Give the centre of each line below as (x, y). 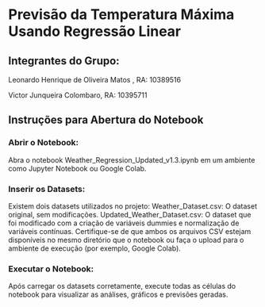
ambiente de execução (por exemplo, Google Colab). (94, 248)
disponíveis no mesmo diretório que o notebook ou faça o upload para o (126, 240)
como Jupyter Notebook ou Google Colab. (77, 168)
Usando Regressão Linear (95, 31)
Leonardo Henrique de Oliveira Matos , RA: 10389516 (94, 80)
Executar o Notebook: (51, 269)
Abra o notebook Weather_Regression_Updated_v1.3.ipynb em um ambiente (132, 159)
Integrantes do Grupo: (64, 61)
